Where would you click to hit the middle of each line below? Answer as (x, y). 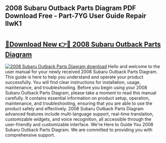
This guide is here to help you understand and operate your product (74, 77)
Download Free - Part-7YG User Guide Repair (76, 16)
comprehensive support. (30, 135)
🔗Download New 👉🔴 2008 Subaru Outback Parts (83, 44)
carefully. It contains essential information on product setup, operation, (78, 98)
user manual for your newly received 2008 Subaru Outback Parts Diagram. (81, 72)
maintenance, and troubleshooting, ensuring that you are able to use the (79, 103)
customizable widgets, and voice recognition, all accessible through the (78, 119)
